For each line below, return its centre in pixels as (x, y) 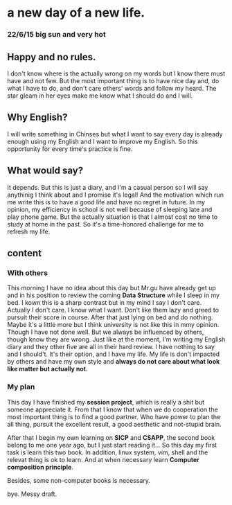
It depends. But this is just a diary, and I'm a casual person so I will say (108, 187)
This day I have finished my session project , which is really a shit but (106, 402)
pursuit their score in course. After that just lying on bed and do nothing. (110, 317)
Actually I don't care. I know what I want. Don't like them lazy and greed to (113, 310)
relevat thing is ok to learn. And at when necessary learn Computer (103, 459)
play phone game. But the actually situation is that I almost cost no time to (113, 217)
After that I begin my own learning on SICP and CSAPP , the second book (111, 437)
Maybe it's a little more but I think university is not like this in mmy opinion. (113, 325)
